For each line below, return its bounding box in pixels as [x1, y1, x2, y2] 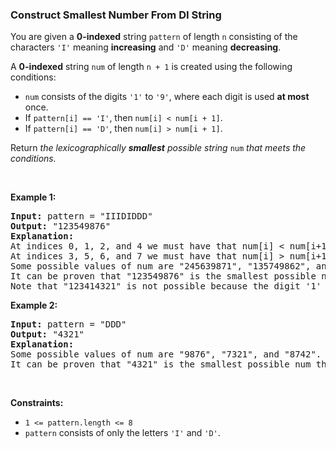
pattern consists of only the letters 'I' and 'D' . [24, 427, 221, 439]
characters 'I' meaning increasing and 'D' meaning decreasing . [10, 41, 282, 53]
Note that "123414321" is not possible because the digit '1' [10, 281, 322, 292]
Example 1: [10, 191, 57, 203]
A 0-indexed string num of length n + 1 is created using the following [10, 61, 293, 73]
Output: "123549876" [10, 221, 112, 232]
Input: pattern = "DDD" [10, 319, 127, 330]
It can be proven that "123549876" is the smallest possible [10, 271, 317, 282]
